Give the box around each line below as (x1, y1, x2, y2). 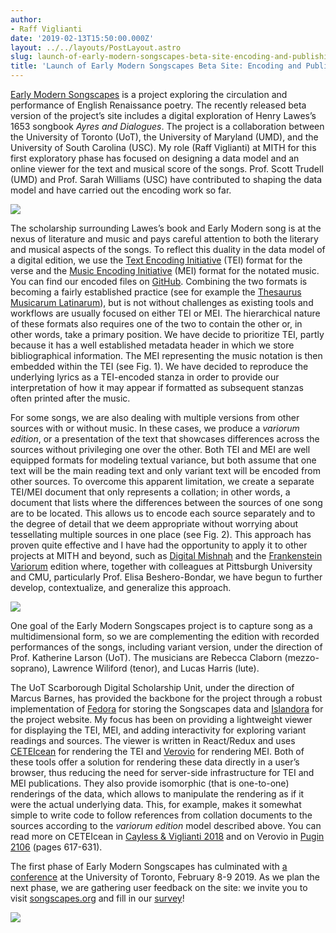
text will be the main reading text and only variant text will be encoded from (10, 465, 321, 476)
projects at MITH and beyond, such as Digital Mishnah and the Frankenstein (10, 550, 323, 561)
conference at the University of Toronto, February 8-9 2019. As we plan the (10, 871, 320, 883)
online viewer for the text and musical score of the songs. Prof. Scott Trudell (10, 163, 324, 175)
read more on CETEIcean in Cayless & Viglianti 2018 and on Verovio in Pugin (10, 831, 325, 842)
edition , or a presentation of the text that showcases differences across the (10, 433, 320, 445)
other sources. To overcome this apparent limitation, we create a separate (10, 476, 315, 487)
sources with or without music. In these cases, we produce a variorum (10, 422, 300, 434)
